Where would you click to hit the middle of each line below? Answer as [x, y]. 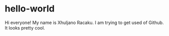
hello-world [30, 9]
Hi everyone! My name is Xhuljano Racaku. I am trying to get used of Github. [84, 22]
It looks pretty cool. [25, 27]
